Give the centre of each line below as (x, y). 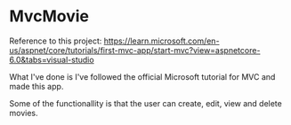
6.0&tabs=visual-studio (52, 59)
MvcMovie (49, 16)
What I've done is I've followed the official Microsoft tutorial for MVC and (142, 76)
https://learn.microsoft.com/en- (162, 41)
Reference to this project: (56, 41)
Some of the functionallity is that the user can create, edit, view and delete (145, 103)
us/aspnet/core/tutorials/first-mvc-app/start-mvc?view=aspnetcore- (135, 50)
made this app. (36, 86)
